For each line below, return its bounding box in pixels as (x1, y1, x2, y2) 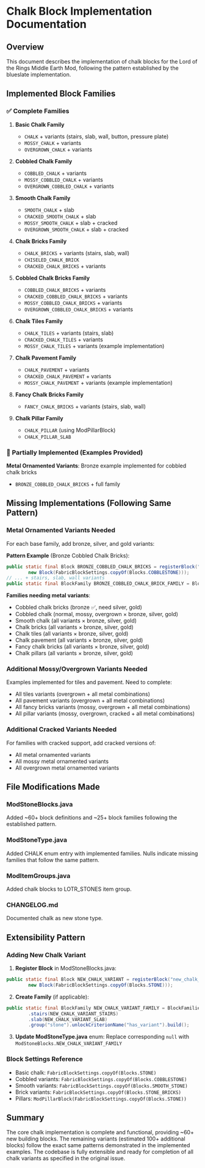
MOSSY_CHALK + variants (24, 139, 81, 146)
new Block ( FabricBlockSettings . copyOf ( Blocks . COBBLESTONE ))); (28, 569, 190, 576)
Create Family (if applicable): (15, 993, 90, 1000)
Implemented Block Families (6, 89, 116, 99)
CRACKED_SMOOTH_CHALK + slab (24, 212, 96, 220)
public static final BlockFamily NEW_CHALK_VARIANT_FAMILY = (6, 1005, 165, 1011)
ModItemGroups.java (6, 871, 71, 880)
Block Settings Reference (6, 1055, 84, 1063)
